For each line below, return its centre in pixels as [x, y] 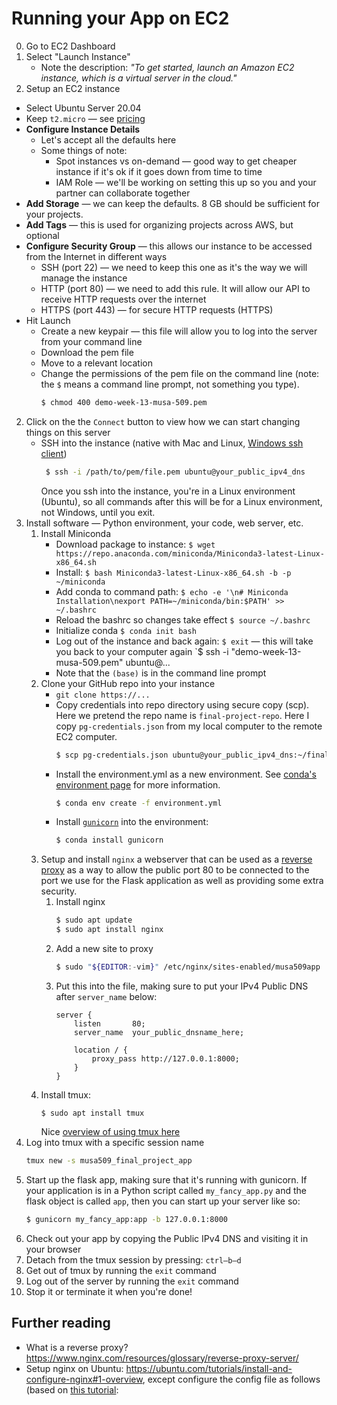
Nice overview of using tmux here [110, 1131]
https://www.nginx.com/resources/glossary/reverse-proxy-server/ [162, 1358]
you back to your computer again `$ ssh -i [142, 651]
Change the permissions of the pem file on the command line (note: [180, 373]
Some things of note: [84, 150]
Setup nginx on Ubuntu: [74, 1368]
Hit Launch [48, 320]
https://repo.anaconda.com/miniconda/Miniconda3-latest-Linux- [190, 553]
